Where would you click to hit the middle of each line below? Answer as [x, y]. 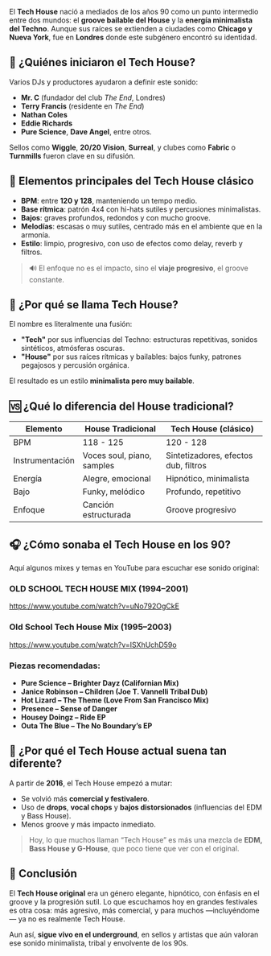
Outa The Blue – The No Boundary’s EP [86, 725]
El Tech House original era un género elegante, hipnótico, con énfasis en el [134, 893]
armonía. [35, 235]
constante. [47, 279]
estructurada [107, 515]
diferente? [36, 764]
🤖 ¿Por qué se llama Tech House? [94, 305]
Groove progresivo [201, 510]
